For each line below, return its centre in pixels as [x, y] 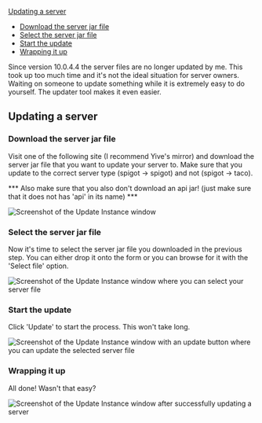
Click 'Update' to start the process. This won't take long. [99, 327]
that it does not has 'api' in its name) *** [73, 197]
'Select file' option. [38, 266]
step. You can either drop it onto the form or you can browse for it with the [128, 257]
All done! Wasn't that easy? [52, 388]
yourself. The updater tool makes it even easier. [85, 92]
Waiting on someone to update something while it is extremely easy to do [127, 83]
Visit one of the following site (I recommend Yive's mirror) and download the [131, 156]
